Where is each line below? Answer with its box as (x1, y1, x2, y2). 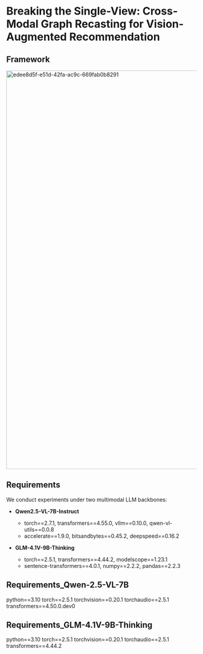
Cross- (142, 4, 178, 18)
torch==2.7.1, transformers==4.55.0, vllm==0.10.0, (24, 519, 148, 527)
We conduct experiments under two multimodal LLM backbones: (6, 496, 167, 503)
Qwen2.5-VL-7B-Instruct (14, 507, 80, 515)
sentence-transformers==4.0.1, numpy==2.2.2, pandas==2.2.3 (24, 562, 181, 569)
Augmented (6, 30, 68, 44)
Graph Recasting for (40, 17, 144, 31)
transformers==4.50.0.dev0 (6, 602, 76, 610)
